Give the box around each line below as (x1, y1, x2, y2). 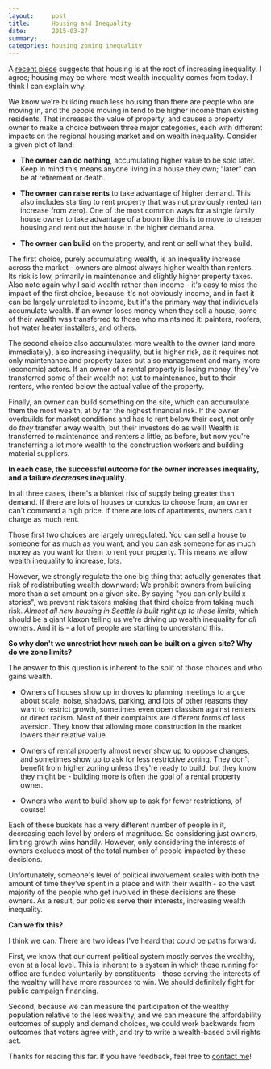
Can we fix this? (8, 920, 64, 930)
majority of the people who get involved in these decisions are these (8, 887, 236, 898)
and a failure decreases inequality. (8, 473, 127, 483)
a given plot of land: (8, 140, 75, 150)
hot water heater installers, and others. (8, 323, 137, 332)
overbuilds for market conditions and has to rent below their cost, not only (8, 414, 255, 425)
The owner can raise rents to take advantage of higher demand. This (19, 188, 252, 198)
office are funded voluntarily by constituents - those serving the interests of (8, 969, 261, 978)
